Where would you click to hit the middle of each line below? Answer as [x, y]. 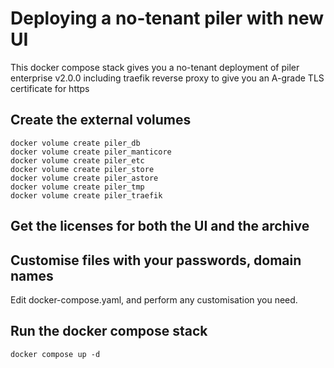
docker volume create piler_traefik [86, 195]
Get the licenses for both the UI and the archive [160, 226]
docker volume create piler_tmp [77, 187]
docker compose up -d [55, 354]
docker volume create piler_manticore [91, 152]
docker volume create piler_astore [84, 178]
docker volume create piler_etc [77, 160]
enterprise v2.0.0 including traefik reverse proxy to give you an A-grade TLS [167, 78]
